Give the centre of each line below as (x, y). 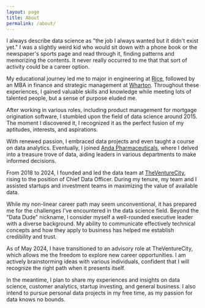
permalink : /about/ (31, 23)
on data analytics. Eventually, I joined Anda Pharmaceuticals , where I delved (102, 148)
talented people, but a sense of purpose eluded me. (72, 98)
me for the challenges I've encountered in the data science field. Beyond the (102, 211)
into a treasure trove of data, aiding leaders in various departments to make (101, 154)
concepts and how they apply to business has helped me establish (90, 230)
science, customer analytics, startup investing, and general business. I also (101, 287)
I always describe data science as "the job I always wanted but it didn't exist (102, 41)
